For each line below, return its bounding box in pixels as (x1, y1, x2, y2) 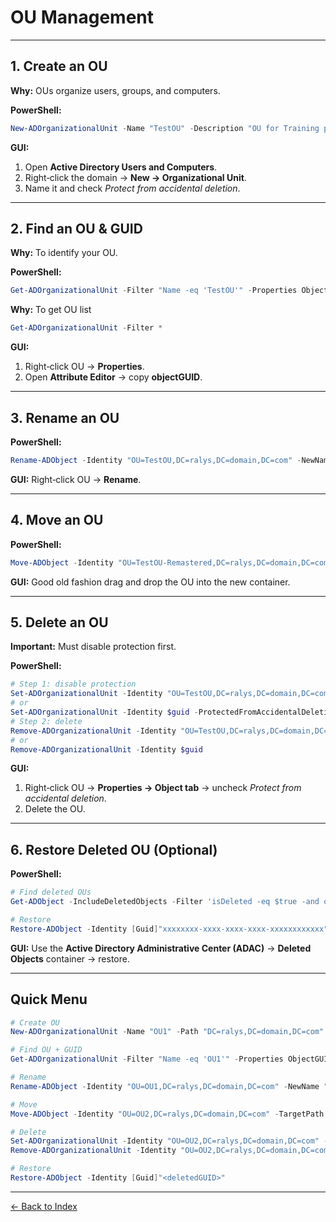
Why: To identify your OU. (10, 247, 118, 259)
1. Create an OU (10, 58, 108, 75)
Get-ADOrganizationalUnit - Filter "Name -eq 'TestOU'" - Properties (10, 286, 298, 296)
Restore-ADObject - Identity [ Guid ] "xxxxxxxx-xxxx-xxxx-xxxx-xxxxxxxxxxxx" (10, 924, 329, 934)
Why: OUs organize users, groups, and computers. (10, 84, 221, 96)
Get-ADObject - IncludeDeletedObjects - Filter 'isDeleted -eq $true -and (10, 897, 320, 907)
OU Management (10, 6, 155, 29)
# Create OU (10, 1017, 60, 1028)
